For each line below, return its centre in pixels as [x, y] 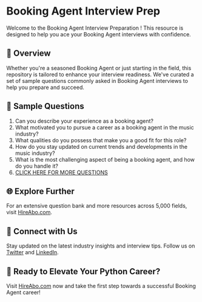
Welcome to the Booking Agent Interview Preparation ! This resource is [95, 28]
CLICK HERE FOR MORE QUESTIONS [61, 172]
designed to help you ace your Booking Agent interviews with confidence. [99, 34]
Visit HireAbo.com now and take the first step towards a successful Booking [101, 286]
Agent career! [23, 292]
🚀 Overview [29, 54]
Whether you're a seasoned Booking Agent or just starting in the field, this [99, 68]
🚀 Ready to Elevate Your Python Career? [83, 271]
